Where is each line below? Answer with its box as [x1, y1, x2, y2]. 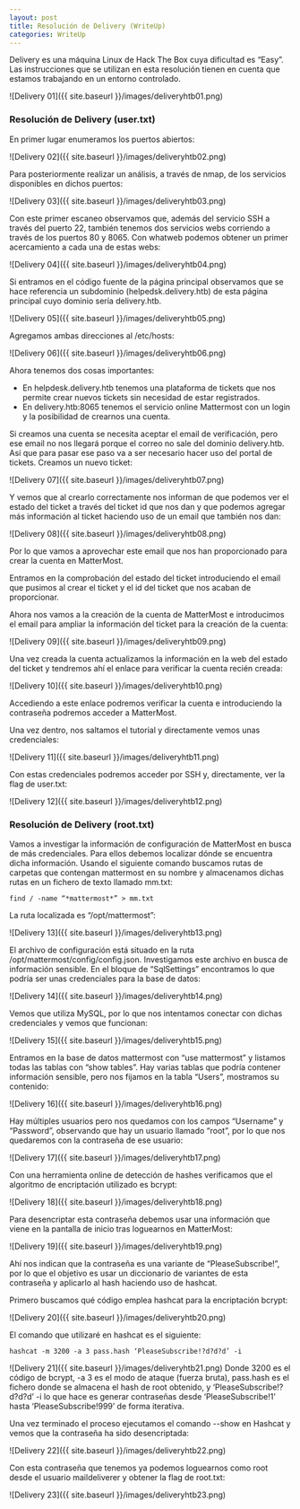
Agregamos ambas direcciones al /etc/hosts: [9, 329, 175, 341]
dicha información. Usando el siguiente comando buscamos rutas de [9, 857, 263, 868]
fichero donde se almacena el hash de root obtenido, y [9, 1382, 211, 1392]
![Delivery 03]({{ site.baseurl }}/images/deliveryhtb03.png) [9, 195, 227, 206]
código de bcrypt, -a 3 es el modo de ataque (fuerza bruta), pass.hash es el [9, 1372, 289, 1382]
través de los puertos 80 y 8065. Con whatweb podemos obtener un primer [9, 232, 288, 242]
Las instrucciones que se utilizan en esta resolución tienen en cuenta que [9, 64, 280, 75]
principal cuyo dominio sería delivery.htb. [9, 295, 162, 306]
